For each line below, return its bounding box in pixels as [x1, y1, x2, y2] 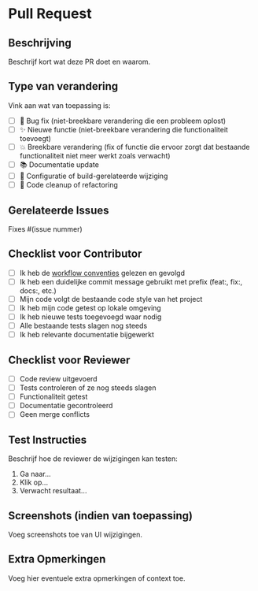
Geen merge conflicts [19, 410, 90, 419]
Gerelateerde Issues [8, 203, 109, 217]
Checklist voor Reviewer [8, 353, 131, 366]
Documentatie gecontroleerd [19, 401, 113, 411]
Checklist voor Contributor [8, 247, 142, 261]
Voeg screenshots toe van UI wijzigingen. [8, 530, 143, 539]
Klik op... [19, 478, 49, 487]
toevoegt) [19, 133, 51, 143]
